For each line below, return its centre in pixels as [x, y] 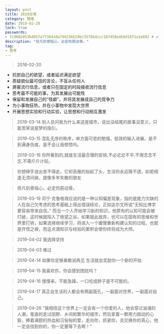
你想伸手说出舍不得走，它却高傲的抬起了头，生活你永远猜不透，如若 [85, 171]
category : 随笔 [20, 19]
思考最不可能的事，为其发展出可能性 [49, 93]
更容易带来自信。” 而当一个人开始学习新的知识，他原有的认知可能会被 [86, 211]
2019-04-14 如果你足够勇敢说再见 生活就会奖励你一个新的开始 [79, 260]
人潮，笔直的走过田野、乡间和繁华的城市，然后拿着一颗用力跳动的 [83, 314]
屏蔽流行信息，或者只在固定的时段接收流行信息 [59, 87]
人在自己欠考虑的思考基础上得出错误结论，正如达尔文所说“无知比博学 [86, 204]
